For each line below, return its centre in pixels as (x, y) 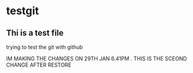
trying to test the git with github (45, 47)
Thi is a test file (35, 33)
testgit (23, 11)
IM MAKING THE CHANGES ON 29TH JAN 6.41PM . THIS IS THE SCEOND (96, 58)
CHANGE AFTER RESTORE (39, 65)
